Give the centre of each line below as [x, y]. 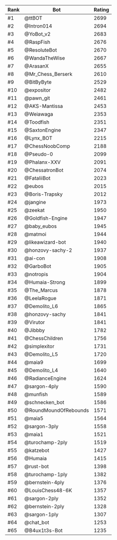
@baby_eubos [41, 226]
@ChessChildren [44, 338]
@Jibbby [35, 330]
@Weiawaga [39, 114]
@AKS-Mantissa [44, 106]
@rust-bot [36, 466]
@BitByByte [38, 82]
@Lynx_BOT [38, 138]
